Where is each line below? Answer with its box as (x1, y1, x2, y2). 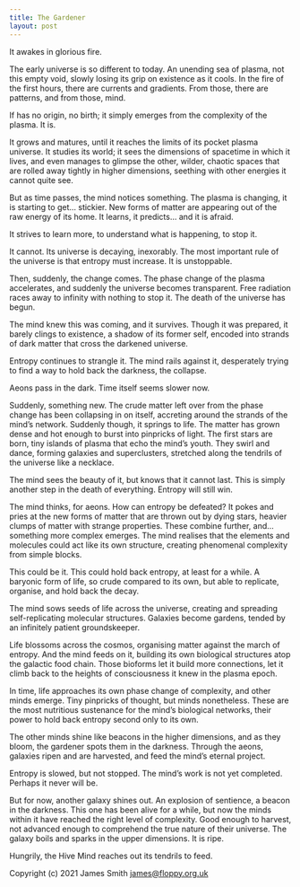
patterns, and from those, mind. (9, 92, 126, 103)
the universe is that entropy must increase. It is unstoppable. (9, 255, 233, 266)
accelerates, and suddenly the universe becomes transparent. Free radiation (9, 282, 291, 293)
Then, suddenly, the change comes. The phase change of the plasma (9, 273, 266, 284)
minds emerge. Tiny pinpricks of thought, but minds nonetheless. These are (9, 695, 289, 706)
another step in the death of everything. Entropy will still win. (9, 484, 233, 495)
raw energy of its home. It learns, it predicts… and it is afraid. (9, 211, 235, 222)
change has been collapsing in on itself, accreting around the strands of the (9, 409, 288, 420)
